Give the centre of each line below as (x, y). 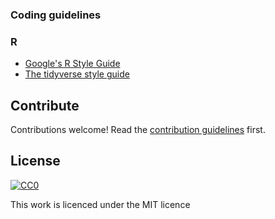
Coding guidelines (56, 15)
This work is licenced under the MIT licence (100, 204)
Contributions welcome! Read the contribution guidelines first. (138, 130)
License (35, 161)
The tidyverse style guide (77, 74)
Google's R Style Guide (72, 64)
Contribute (45, 105)
